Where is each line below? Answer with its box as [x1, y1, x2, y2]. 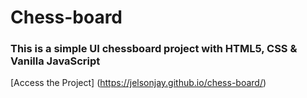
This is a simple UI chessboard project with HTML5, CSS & [10, 42, 298, 56]
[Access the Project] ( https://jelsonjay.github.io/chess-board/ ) [10, 77, 267, 89]
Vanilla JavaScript [10, 54, 101, 68]
